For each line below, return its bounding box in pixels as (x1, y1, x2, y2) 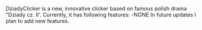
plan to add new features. (5, 18, 70, 24)
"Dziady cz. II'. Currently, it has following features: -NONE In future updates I (5, 11, 197, 18)
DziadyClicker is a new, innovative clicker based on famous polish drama (5, 5, 187, 12)
